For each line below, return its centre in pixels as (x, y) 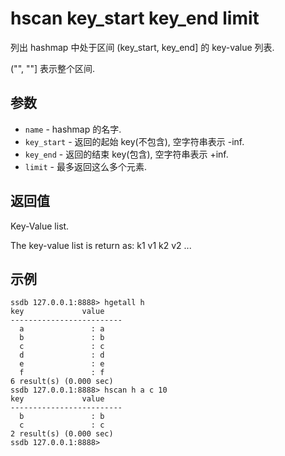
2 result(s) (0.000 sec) (62, 434)
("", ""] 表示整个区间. (53, 68)
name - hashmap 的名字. (73, 129)
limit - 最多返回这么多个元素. (85, 166)
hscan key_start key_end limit (135, 18)
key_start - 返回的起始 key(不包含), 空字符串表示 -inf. (134, 141)
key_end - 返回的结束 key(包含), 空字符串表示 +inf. (126, 154)
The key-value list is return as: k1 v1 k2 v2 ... (101, 245)
